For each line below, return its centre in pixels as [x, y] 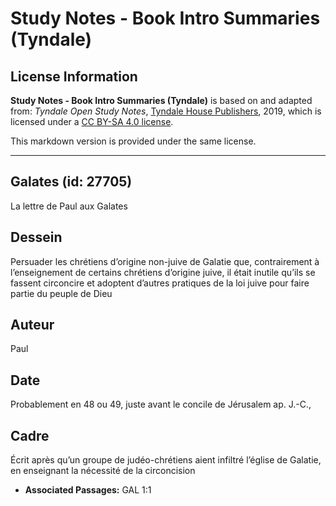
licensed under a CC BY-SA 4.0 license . [92, 121]
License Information [74, 76]
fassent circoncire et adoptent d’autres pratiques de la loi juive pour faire [160, 283]
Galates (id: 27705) [71, 182]
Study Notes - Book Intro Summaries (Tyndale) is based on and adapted [161, 100]
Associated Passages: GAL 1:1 [88, 490]
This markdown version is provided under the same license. [133, 141]
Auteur [32, 325]
